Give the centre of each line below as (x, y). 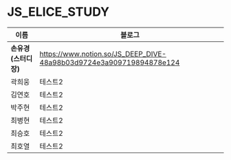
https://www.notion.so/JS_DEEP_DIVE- (103, 54)
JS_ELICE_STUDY (58, 12)
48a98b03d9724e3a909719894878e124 (110, 62)
